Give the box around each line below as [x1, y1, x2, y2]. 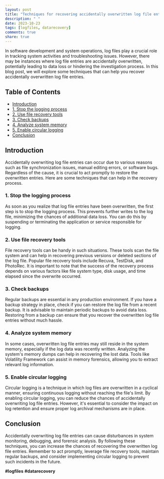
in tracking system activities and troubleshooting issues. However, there [5, 53, 150, 59]
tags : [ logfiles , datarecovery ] [5, 25, 71, 30]
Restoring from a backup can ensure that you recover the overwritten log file [5, 312, 159, 318]
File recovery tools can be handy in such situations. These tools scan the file [5, 247, 159, 253]
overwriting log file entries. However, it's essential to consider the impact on [5, 400, 158, 406]
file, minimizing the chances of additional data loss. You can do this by [5, 214, 146, 219]
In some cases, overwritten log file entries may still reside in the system [5, 341, 149, 347]
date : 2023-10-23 [5, 21, 41, 26]
